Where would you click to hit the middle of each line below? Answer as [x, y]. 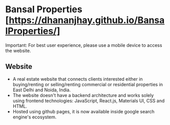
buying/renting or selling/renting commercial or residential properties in [88, 84]
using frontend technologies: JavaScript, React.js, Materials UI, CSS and [89, 101]
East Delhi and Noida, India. [42, 90]
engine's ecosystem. [35, 117]
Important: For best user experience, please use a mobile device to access [84, 45]
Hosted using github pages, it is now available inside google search [83, 111]
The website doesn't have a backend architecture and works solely [83, 95]
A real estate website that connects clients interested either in [78, 79]
